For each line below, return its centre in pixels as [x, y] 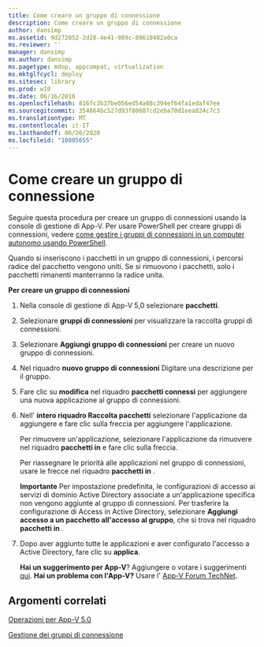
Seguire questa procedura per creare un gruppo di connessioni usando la [127, 218]
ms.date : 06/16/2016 [42, 96]
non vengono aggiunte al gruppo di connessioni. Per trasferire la [124, 503]
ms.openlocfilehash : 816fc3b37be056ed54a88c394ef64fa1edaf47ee [114, 103]
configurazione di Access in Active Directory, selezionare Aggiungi [128, 512]
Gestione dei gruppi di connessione [66, 635]
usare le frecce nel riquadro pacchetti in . [87, 471]
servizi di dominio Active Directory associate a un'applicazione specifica [137, 495]
